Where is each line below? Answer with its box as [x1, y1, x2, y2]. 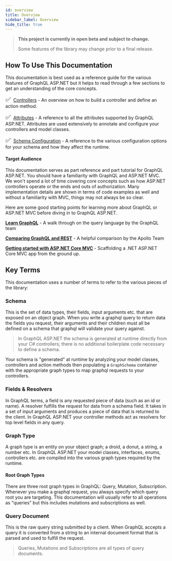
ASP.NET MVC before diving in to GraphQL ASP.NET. [5, 210, 118, 216]
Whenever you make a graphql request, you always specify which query [5, 489, 158, 495]
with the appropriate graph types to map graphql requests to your [5, 367, 144, 373]
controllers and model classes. [5, 126, 70, 133]
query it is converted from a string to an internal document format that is [5, 530, 158, 536]
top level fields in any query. [5, 419, 65, 425]
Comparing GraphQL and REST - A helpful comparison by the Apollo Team [5, 235, 164, 242]
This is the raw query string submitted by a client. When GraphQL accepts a [5, 524, 166, 530]
